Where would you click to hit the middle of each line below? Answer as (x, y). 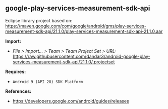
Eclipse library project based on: (39, 20)
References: (18, 91)
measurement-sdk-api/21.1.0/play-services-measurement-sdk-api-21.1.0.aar (84, 31)
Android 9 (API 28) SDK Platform (48, 82)
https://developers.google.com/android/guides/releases (71, 101)
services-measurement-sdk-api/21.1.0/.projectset (64, 62)
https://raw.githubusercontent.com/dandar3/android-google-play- (81, 56)
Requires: (16, 71)
